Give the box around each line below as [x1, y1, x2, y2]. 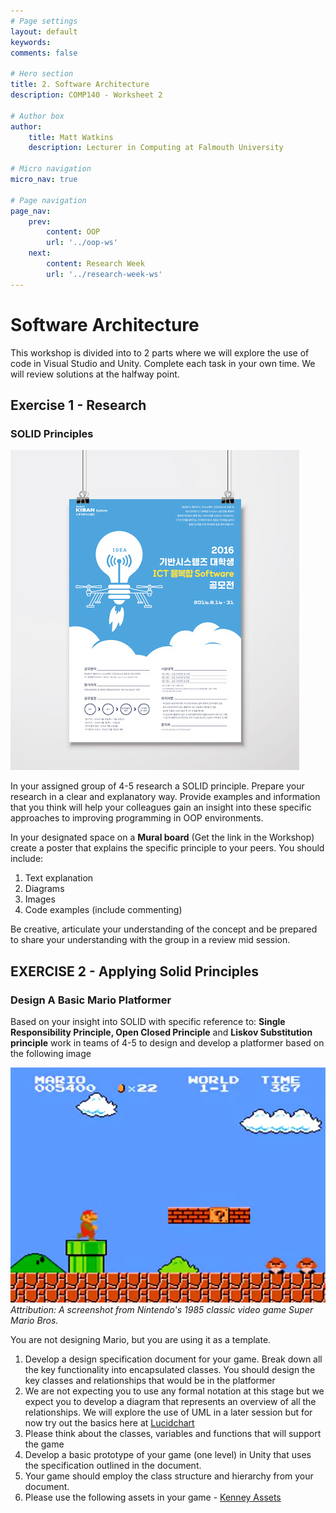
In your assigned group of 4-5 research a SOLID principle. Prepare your [10, 780, 305, 792]
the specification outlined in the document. [24, 1459, 202, 1471]
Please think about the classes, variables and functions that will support [24, 1427, 322, 1439]
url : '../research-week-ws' [46, 269, 163, 279]
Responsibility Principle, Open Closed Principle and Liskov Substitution [10, 1026, 313, 1038]
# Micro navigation [10, 164, 92, 174]
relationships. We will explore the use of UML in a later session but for [24, 1406, 313, 1418]
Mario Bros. [10, 1314, 59, 1326]
